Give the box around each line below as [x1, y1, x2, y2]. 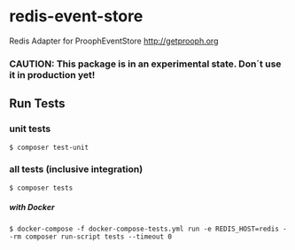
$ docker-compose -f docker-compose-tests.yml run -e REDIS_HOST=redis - [9, 224, 288, 233]
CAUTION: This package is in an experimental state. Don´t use [9, 58, 282, 70]
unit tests [9, 122, 51, 135]
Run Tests [9, 96, 66, 112]
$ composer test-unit [9, 143, 89, 152]
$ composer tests [9, 184, 74, 192]
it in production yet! [9, 68, 96, 81]
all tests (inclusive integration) [9, 163, 144, 176]
